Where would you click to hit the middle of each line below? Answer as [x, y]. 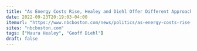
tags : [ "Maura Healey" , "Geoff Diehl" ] [55, 33]
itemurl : [17, 22]
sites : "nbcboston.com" [35, 28]
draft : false [22, 39]
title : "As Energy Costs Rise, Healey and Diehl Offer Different [87, 11]
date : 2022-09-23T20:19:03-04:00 [47, 17]
